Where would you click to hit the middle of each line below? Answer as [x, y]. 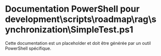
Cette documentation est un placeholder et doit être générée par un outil [78, 43]
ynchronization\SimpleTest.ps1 [69, 30]
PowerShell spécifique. [28, 48]
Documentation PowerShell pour [72, 9]
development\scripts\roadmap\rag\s [81, 19]
